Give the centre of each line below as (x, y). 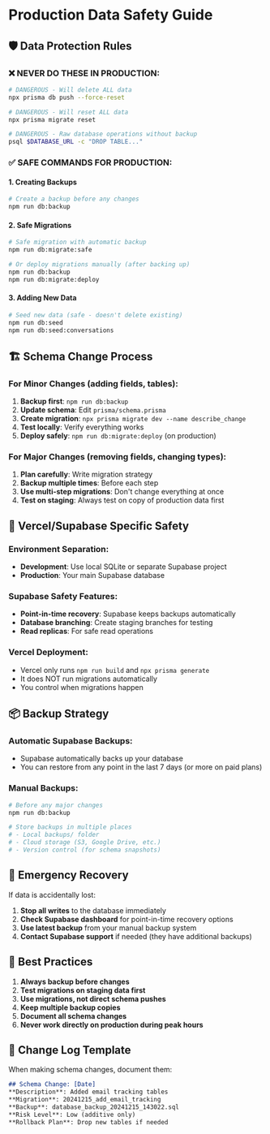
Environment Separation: (59, 549)
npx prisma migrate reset (52, 119)
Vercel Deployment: (49, 653)
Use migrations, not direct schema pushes (93, 998)
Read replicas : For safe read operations (87, 632)
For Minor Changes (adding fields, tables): (93, 383)
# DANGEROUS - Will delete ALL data (70, 90)
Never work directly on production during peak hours (112, 1024)
